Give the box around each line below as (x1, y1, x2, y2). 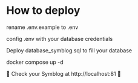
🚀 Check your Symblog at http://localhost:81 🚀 (6, 70, 121, 77)
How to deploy (6, 4, 80, 17)
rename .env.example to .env (6, 23, 79, 31)
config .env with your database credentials (6, 35, 113, 42)
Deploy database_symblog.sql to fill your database (6, 46, 133, 54)
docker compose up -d (6, 58, 64, 66)
